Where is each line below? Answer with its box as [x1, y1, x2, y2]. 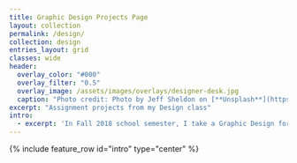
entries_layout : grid [9, 46, 89, 55]
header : [9, 63, 38, 71]
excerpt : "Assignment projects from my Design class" [9, 103, 212, 112]
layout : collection [9, 21, 81, 30]
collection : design [9, 37, 81, 47]
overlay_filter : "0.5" [17, 78, 101, 87]
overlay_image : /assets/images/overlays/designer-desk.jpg [17, 86, 240, 95]
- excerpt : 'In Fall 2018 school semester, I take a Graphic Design [17, 120, 275, 129]
